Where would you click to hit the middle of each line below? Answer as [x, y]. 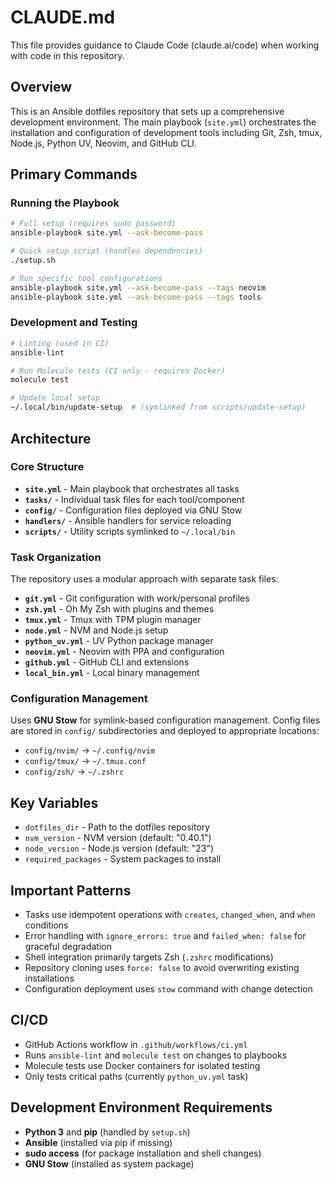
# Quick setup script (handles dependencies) [106, 251]
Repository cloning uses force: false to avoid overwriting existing [162, 968]
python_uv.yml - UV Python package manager [119, 641]
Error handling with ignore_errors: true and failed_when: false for [165, 936]
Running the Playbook [65, 203]
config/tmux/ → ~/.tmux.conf [85, 761]
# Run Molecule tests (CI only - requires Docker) [118, 371]
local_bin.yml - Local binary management [112, 673]
